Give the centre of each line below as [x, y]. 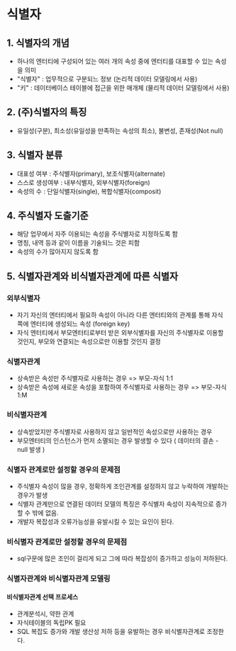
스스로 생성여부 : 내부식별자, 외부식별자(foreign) [83, 182]
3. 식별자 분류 [35, 155]
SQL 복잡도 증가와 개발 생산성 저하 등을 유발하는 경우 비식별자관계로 [111, 632]
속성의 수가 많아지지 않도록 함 [57, 251]
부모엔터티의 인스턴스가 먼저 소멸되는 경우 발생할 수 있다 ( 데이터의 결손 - [118, 441]
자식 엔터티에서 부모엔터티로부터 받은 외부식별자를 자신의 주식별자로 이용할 [120, 333]
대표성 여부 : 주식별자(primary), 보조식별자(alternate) [91, 174]
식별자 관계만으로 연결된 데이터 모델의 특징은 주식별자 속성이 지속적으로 [115, 504]
